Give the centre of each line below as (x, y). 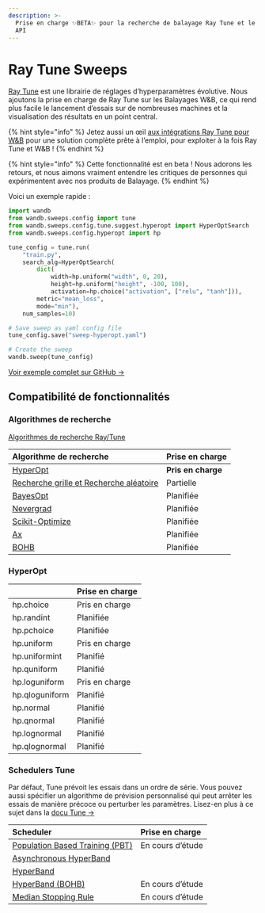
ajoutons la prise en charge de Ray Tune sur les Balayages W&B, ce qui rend (132, 100)
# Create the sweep (40, 350)
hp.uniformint (37, 656)
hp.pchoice (33, 631)
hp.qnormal (34, 720)
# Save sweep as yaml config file (65, 328)
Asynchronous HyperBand (61, 858)
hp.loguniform (38, 682)
